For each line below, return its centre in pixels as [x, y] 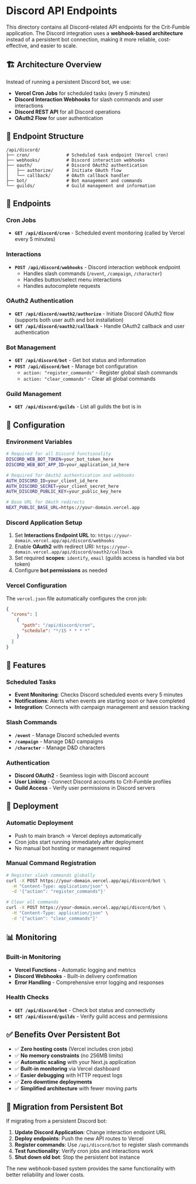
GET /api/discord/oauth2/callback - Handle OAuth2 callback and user [100, 326]
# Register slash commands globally [51, 875]
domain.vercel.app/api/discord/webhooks [64, 541]
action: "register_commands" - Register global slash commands [100, 373]
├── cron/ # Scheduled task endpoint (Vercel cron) [87, 155]
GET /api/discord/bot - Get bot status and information [80, 360]
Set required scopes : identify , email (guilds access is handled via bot [99, 558]
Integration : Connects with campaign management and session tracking [102, 707]
